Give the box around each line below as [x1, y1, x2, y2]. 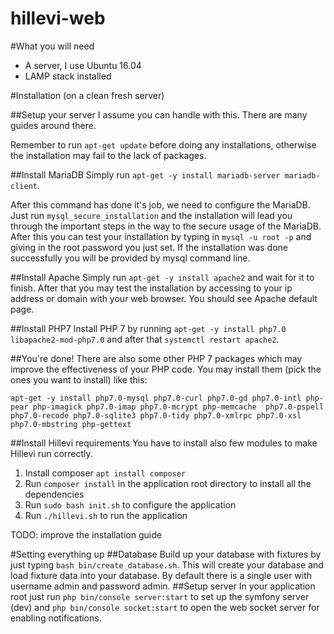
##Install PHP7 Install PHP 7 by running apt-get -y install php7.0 [10, 322, 287, 334]
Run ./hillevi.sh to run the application [24, 509, 188, 521]
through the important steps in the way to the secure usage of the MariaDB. [10, 220, 322, 232]
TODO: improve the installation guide [10, 528, 162, 541]
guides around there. [10, 119, 97, 131]
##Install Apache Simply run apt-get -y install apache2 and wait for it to [10, 271, 315, 283]
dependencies [24, 488, 85, 500]
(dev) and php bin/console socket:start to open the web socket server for [10, 601, 320, 613]
